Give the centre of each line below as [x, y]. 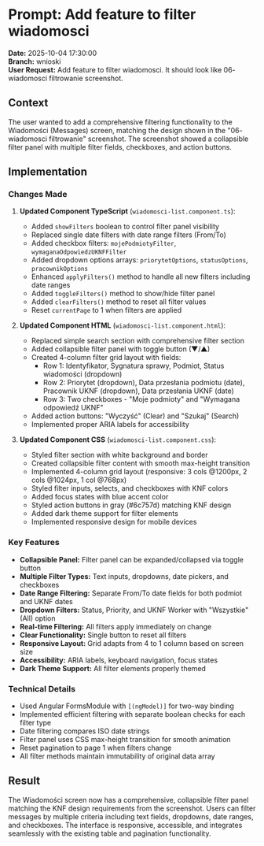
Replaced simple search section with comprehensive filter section [138, 341]
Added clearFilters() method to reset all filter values [119, 302]
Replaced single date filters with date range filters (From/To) [128, 235]
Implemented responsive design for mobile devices [114, 522]
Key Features [34, 543]
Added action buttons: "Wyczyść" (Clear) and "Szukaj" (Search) [135, 416]
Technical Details [42, 688]
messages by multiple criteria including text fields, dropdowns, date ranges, [131, 816]
